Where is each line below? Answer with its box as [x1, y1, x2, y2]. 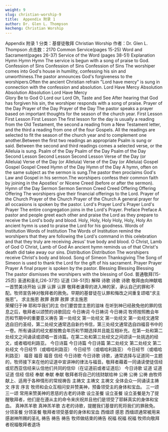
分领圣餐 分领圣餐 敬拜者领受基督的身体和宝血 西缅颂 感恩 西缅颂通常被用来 [5, 409, 160, 415]
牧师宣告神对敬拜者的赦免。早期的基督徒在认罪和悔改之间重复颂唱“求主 [13, 290, 161, 296]
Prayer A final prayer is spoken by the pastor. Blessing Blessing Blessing [5, 265, 154, 271]
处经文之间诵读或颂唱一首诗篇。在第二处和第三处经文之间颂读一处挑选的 [5, 334, 154, 340]
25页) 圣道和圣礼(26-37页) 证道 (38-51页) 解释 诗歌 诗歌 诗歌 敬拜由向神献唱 [5, 278, 162, 284]
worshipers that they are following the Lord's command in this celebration [5, 234, 157, 240]
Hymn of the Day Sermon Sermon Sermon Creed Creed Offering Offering [5, 185, 156, 191]
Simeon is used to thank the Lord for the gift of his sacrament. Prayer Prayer [5, 260, 162, 266]
